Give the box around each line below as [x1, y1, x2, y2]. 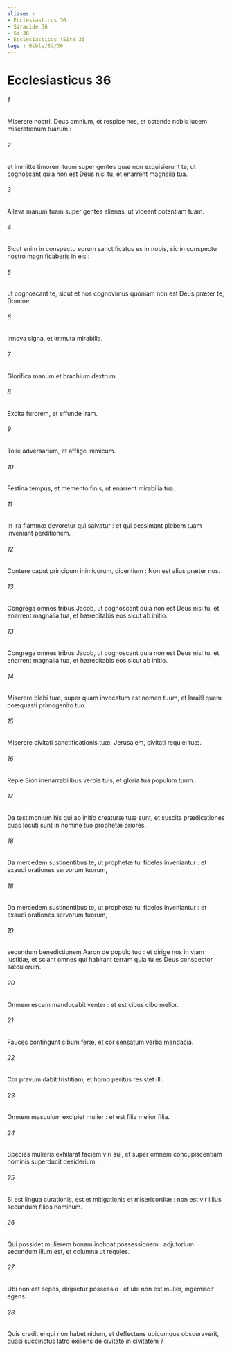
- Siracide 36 [7, 23, 48, 30]
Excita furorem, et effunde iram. [7, 409, 98, 417]
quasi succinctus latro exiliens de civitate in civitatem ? [7, 1337, 164, 1346]
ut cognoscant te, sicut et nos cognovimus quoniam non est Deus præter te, [7, 289, 224, 298]
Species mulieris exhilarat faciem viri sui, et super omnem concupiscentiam [7, 1150, 223, 1159]
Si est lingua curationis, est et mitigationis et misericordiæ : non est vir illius [7, 1195, 222, 1203]
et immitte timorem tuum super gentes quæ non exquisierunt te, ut [7, 162, 196, 170]
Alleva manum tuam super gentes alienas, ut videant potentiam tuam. [7, 207, 205, 216]
